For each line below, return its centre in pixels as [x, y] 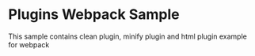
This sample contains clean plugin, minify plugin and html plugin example [127, 36]
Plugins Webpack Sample [94, 15]
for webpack [29, 44]
